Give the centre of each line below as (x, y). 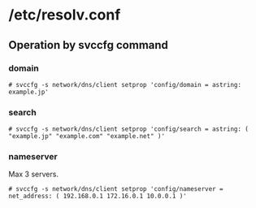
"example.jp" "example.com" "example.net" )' (87, 136)
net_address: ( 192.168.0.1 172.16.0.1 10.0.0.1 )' (98, 197)
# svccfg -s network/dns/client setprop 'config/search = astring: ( (129, 129)
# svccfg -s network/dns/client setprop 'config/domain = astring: (125, 84)
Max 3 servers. (34, 174)
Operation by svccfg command (89, 45)
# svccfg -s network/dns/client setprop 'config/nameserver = (116, 189)
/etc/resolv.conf (65, 15)
